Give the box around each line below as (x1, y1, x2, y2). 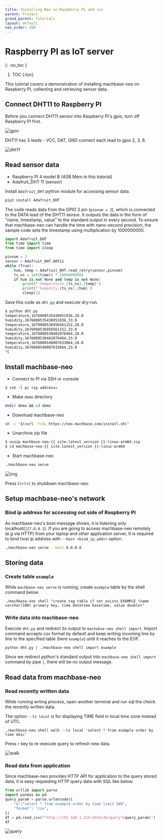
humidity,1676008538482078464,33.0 (5, 336, 77, 341)
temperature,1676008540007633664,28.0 (5, 340, 84, 345)
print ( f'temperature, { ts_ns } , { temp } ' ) (22, 282, 101, 286)
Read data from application (5, 762, 71, 769)
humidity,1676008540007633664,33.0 (5, 345, 77, 350)
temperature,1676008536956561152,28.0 (5, 322, 84, 327)
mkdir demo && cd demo (5, 403, 51, 408)
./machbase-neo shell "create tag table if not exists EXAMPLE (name (5, 599, 149, 604)
